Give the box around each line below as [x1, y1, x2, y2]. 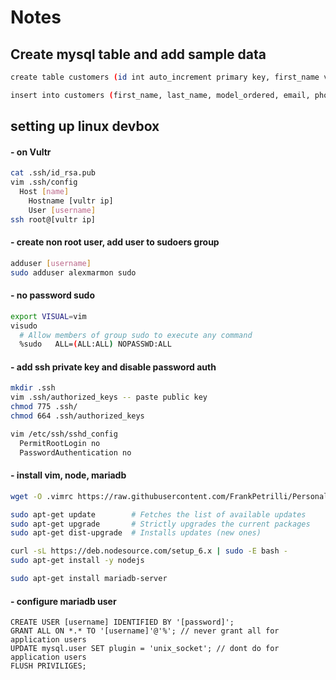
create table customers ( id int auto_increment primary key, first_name [10, 72, 320, 82]
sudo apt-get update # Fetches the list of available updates [10, 509, 307, 520]
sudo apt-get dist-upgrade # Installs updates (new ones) [10, 528, 262, 538]
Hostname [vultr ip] [28, 196, 114, 206]
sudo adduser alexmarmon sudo [10, 267, 137, 278]
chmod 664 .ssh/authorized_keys [10, 411, 145, 421]
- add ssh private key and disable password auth [10, 361, 217, 373]
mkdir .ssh [10, 383, 56, 393]
